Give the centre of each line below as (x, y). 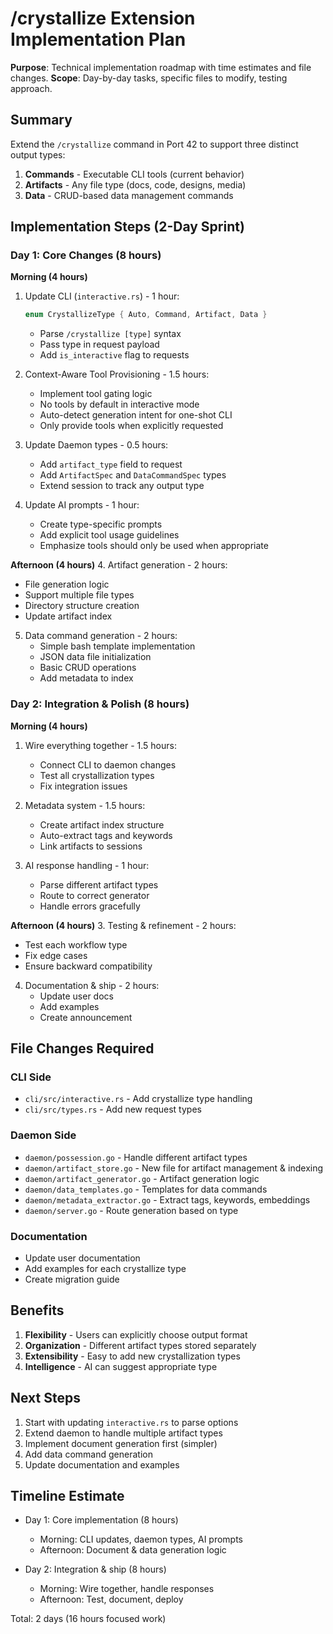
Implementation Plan (98, 39)
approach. (31, 88)
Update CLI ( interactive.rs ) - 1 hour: (102, 296)
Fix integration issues (83, 786)
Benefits (37, 1310)
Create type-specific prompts (101, 524)
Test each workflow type (76, 944)
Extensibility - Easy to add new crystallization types (132, 1356)
